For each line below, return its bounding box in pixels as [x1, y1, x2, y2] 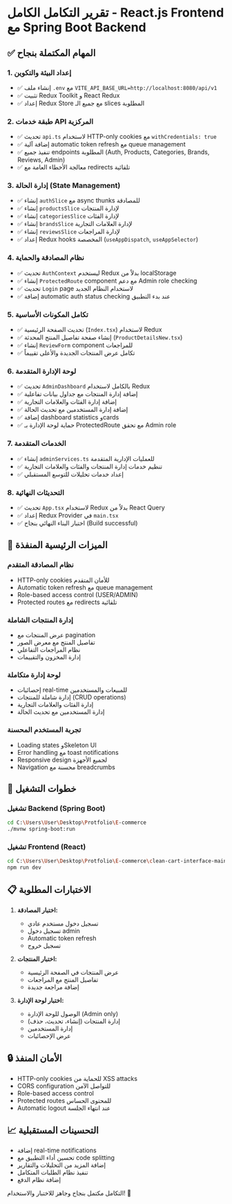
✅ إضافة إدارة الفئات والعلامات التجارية [17, 397, 117, 406]
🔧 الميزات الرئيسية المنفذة [7, 539, 108, 551]
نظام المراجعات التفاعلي [17, 645, 81, 654]
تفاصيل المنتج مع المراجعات [27, 975, 99, 984]
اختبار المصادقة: [17, 905, 58, 914]
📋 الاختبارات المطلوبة [7, 884, 92, 896]
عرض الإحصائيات [27, 1031, 71, 1040]
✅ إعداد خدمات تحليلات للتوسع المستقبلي [17, 470, 124, 478]
